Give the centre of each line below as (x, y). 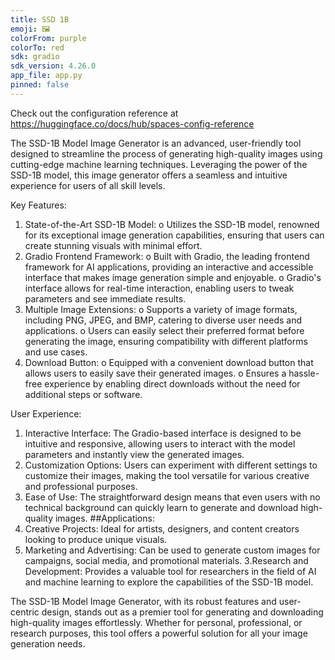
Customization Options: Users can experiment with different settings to (171, 465)
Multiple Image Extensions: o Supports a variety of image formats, (161, 309)
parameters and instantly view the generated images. (134, 454)
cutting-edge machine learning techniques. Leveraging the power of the (159, 164)
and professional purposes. (81, 486)
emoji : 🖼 (30, 29)
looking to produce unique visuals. (96, 539)
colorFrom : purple (48, 38)
